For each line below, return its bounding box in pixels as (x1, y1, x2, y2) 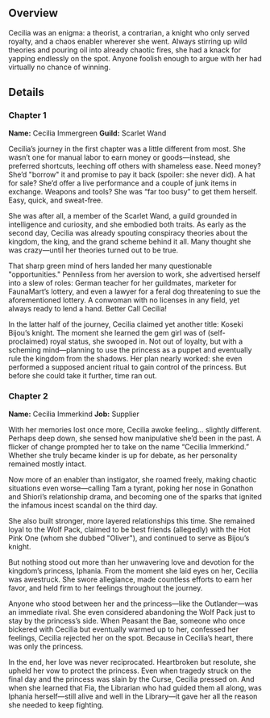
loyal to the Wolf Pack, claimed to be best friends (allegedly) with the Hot (8, 524, 251, 534)
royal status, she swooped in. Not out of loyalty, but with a (49, 336, 243, 346)
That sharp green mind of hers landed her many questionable (8, 261, 212, 270)
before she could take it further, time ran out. (8, 370, 157, 380)
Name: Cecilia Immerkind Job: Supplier (8, 409, 139, 419)
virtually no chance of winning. (8, 62, 111, 72)
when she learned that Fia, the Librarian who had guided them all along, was (8, 683, 262, 692)
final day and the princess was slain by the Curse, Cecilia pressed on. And (8, 674, 255, 684)
